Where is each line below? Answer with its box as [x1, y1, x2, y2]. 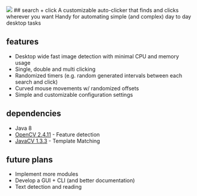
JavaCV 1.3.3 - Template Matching [14, 137, 100, 144]
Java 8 [14, 124, 32, 132]
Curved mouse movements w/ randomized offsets [14, 84, 139, 92]
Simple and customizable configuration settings [14, 91, 133, 98]
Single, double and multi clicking [14, 66, 96, 73]
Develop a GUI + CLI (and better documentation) [14, 177, 135, 184]
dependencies [6, 108, 61, 119]
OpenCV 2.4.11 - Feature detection [14, 130, 100, 138]
